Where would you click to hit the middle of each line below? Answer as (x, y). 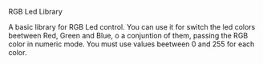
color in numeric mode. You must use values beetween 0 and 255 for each (131, 44)
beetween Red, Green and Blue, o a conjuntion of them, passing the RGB (128, 36)
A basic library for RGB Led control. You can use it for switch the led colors (132, 27)
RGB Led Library (35, 12)
